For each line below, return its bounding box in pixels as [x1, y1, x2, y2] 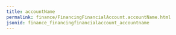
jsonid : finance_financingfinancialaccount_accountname [6, 20, 149, 26]
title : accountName [6, 8, 55, 15]
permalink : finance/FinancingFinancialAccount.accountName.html [6, 14, 171, 20]
